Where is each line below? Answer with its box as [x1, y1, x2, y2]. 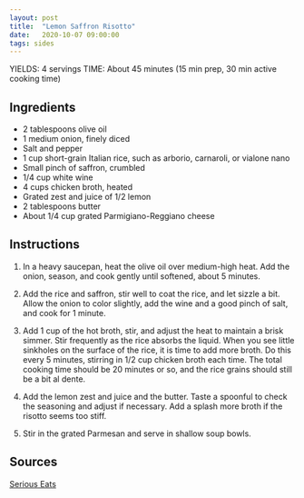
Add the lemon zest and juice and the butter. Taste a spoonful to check [22, 391, 288, 402]
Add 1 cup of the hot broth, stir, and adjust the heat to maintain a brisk [22, 324, 284, 336]
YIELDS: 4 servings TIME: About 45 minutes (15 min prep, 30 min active [9, 64, 277, 75]
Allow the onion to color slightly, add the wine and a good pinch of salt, [22, 297, 289, 309]
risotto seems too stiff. [22, 410, 107, 421]
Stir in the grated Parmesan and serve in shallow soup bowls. [22, 428, 251, 439]
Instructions [9, 237, 80, 253]
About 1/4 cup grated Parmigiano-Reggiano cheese [22, 211, 215, 222]
